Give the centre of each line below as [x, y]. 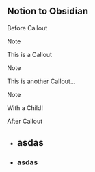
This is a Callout [30, 54]
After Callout [25, 121]
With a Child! [25, 108]
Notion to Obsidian [48, 11]
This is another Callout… [41, 81]
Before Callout [27, 28]
